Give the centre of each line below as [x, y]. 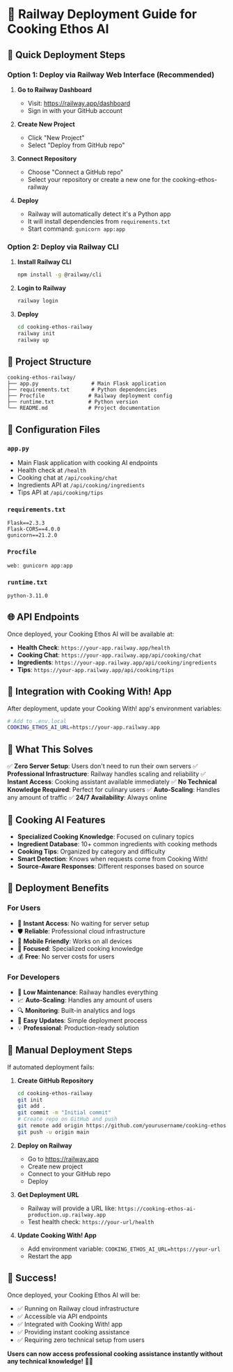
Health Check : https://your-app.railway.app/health [94, 647]
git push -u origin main [53, 1132]
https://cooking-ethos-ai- [157, 1209]
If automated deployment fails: [51, 1067]
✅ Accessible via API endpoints [62, 1316]
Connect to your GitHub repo [69, 1173]
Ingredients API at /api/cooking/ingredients [81, 485]
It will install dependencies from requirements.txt [99, 221]
